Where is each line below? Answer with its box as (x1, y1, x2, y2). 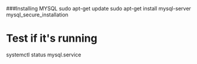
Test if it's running (6, 32, 97, 45)
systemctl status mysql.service (6, 51, 81, 58)
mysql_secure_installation (6, 11, 69, 18)
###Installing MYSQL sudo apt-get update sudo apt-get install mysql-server (6, 5, 192, 12)
